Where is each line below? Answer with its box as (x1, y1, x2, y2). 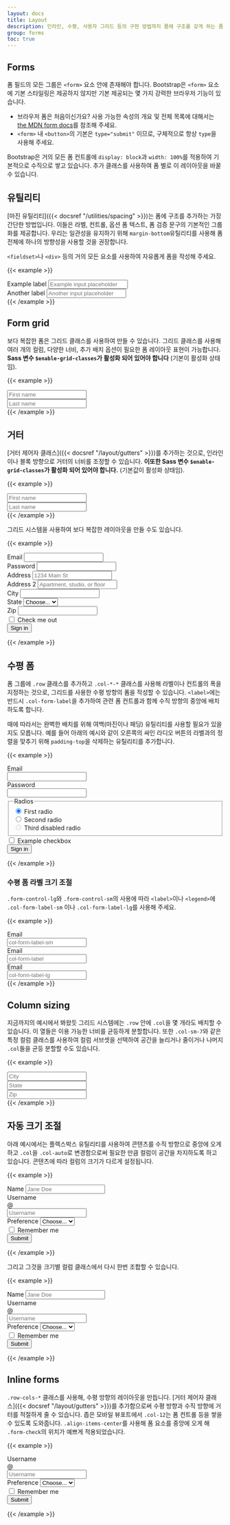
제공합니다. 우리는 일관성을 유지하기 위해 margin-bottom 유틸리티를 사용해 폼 (19, 229, 223, 237)
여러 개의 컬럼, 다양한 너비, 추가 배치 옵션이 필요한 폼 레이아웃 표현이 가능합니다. (7, 345, 221, 354)
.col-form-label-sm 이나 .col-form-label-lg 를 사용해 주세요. (7, 903, 176, 912)
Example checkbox (16, 837, 71, 845)
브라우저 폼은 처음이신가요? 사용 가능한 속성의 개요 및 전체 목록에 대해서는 (16, 112, 215, 121)
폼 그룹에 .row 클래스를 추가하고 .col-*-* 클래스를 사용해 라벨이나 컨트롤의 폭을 (7, 679, 222, 688)
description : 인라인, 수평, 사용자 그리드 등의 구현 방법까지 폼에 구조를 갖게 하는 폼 (7, 23, 224, 30)
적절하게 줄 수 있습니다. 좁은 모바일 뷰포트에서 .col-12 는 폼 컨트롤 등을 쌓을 (19, 1410, 222, 1418)
